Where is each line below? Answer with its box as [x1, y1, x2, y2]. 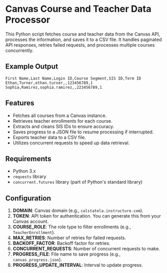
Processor [5, 14, 50, 26]
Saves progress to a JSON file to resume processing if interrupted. [12, 129, 154, 135]
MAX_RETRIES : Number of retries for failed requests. [12, 235, 126, 241]
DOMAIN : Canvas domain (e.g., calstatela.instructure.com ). [12, 207, 144, 213]
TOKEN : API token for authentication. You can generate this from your [12, 213, 161, 219]
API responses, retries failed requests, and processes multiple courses [5, 42, 155, 48]
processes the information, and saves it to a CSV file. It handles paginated [5, 36, 162, 43]
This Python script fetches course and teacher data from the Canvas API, [5, 31, 160, 37]
